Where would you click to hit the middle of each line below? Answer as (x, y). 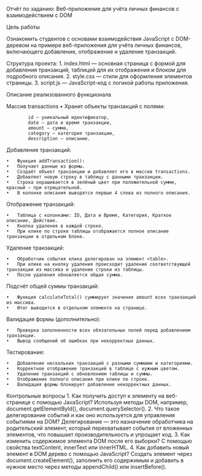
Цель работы (23, 27)
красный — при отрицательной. (44, 188)
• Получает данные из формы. (46, 166)
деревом (18, 45)
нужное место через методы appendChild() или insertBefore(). (86, 467)
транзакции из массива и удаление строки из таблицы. (76, 270)
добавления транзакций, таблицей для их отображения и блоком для (96, 70)
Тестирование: (25, 352)
